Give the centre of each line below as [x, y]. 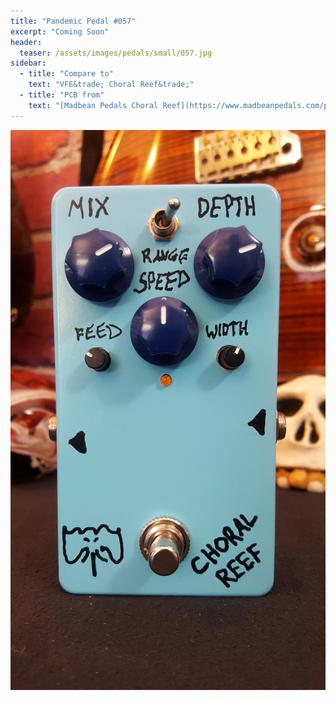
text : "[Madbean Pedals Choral [93, 105]
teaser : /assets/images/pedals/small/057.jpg [116, 53]
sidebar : [28, 63]
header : [26, 42]
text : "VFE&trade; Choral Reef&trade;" [111, 85]
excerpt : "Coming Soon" [60, 31]
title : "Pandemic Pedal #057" [73, 21]
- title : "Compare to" [66, 74]
